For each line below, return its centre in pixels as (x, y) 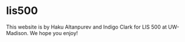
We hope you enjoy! (54, 33)
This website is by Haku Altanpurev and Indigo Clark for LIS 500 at (87, 27)
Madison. (17, 33)
